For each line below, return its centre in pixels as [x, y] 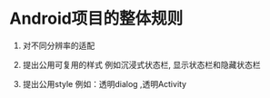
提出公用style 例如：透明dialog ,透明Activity [105, 83]
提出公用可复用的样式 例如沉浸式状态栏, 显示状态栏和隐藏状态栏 [141, 64]
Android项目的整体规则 [96, 19]
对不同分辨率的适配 [59, 45]
